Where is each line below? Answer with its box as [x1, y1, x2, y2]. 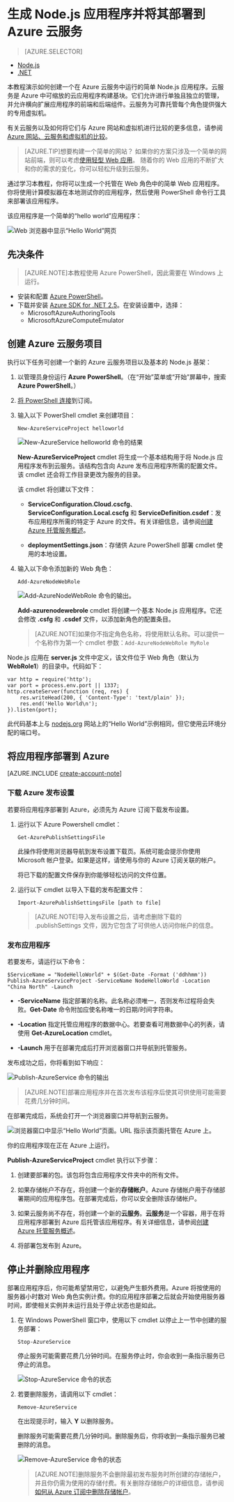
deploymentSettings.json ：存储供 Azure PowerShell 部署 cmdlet [27, 541, 215, 549]
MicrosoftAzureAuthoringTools [27, 308, 116, 317]
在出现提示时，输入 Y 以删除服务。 [17, 1416, 117, 1425]
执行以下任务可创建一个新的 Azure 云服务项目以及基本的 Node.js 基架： [7, 358, 212, 366]
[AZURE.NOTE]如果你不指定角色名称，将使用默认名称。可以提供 [34, 629, 219, 638]
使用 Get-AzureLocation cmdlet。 [17, 1029, 116, 1037]
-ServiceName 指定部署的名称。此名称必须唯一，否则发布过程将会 [17, 996, 209, 1004]
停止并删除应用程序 [7, 1264, 90, 1275]
